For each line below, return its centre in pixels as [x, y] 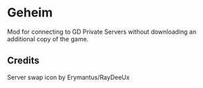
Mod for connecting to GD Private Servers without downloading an [102, 32]
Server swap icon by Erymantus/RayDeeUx [68, 77]
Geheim [30, 13]
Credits [23, 61]
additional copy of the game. [48, 38]
